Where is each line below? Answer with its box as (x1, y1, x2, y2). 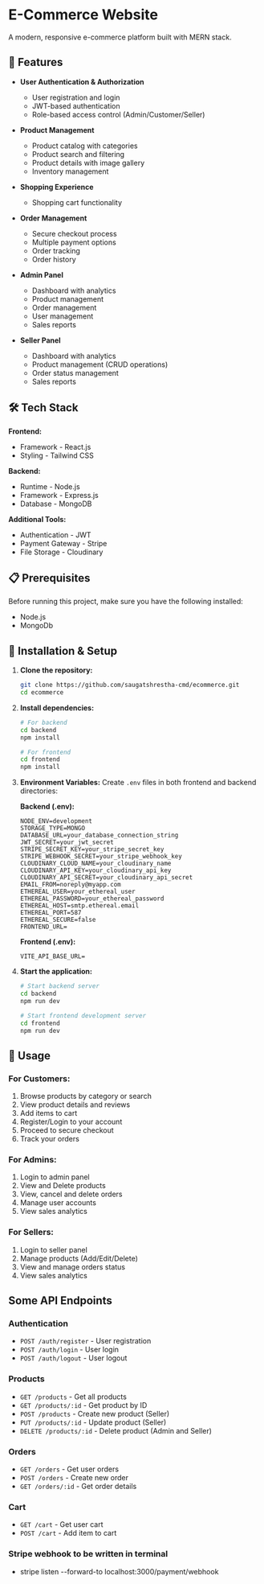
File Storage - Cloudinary (19, 547, 104, 557)
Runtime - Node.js (19, 481, 80, 492)
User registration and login (31, 93, 120, 102)
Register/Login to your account (19, 1117, 123, 1127)
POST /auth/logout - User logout (19, 1353, 128, 1363)
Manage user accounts (19, 1198, 96, 1208)
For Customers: (8, 1072, 71, 1084)
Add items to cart (19, 1109, 78, 1118)
